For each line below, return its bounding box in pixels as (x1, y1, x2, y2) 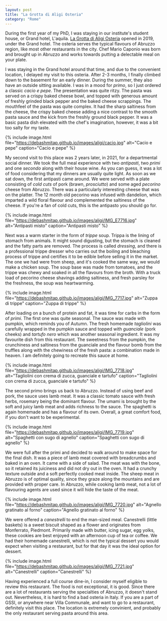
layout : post (5, 7, 32, 12)
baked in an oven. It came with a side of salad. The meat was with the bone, (5, 460, 161, 466)
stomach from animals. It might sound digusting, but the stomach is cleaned (5, 238, 161, 244)
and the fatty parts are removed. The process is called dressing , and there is (5, 243, 162, 249)
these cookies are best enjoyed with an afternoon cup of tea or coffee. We (5, 533, 158, 539)
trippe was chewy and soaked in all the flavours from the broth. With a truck (5, 270, 161, 276)
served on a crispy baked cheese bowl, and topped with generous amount (5, 93, 158, 99)
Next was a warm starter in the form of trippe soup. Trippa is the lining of (5, 233, 155, 239)
